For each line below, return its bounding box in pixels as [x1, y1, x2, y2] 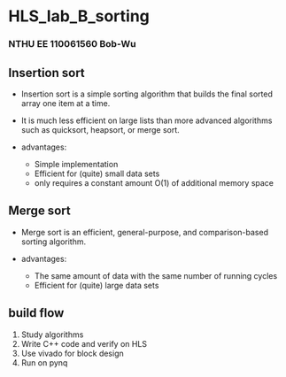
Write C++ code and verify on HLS [20, 338, 148, 349]
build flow [8, 305, 65, 320]
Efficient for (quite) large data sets [34, 280, 159, 290]
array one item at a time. [20, 97, 111, 108]
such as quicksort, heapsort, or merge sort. [20, 124, 181, 135]
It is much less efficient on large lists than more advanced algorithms [20, 115, 273, 126]
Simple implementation [34, 158, 119, 169]
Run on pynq [20, 357, 68, 368]
